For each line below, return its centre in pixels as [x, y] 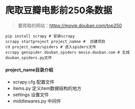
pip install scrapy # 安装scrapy [40, 36]
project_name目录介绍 [29, 70]
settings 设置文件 [31, 95]
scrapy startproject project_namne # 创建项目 [55, 41]
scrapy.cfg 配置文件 [33, 82]
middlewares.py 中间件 [37, 101]
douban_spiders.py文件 [29, 58]
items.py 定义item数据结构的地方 [47, 88]
